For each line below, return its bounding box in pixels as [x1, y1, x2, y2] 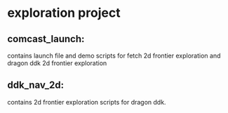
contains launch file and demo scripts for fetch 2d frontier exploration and [7, 51, 221, 60]
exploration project [7, 5, 121, 21]
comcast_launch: [7, 33, 85, 45]
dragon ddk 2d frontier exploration [7, 59, 107, 67]
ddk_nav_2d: [7, 79, 65, 91]
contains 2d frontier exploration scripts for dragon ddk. [7, 98, 166, 106]
